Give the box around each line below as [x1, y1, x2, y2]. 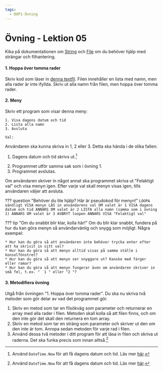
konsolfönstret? [5, 252, 38, 257]
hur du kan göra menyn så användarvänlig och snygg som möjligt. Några [5, 225, 150, 231]
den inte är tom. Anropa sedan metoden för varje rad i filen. [12, 326, 131, 332]
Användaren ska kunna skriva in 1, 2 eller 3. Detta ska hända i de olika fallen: [5, 143, 158, 149]
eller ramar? [5, 261, 32, 266]
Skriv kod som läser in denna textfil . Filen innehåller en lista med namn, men [5, 76, 157, 82]
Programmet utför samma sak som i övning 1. [12, 163, 102, 169]
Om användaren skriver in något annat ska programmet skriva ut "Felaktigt [5, 177, 154, 183]
